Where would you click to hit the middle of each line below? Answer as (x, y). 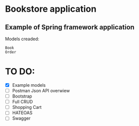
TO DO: (20, 72)
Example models (29, 85)
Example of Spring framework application (70, 27)
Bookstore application (51, 9)
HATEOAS (22, 113)
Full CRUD (23, 102)
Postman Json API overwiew (41, 91)
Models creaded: (22, 39)
